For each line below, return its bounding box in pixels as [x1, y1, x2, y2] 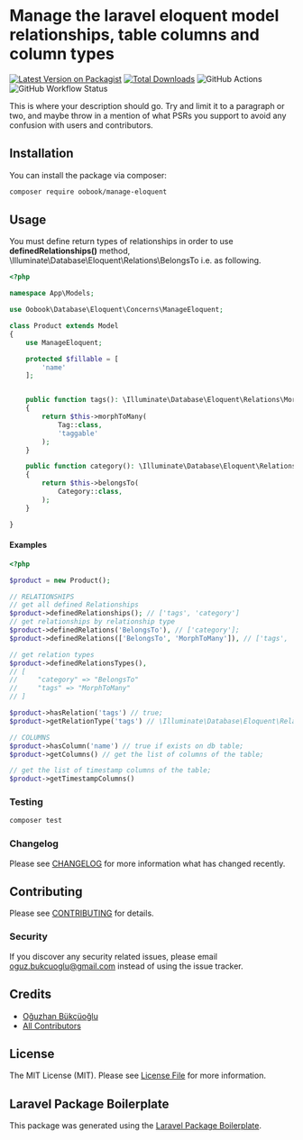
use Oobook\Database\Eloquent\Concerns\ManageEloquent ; [9, 306, 224, 315]
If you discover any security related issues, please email [9, 951, 218, 962]
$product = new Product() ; [9, 576, 111, 585]
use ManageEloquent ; [25, 338, 103, 347]
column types [9, 44, 115, 64]
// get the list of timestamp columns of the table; [9, 766, 212, 775]
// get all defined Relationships [9, 600, 140, 609]
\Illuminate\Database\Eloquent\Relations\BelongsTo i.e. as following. [9, 255, 262, 266]
